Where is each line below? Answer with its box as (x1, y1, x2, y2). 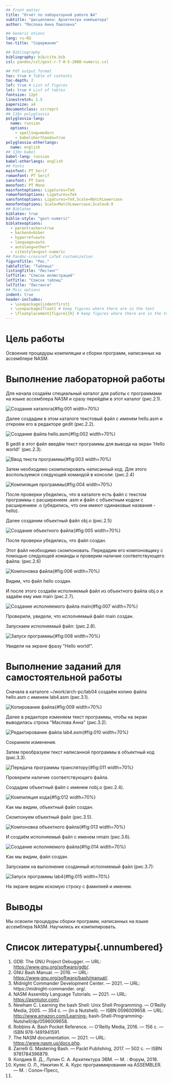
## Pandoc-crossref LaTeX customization (6, 254, 93, 259)
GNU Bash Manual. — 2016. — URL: (13, 969, 89, 975)
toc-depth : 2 (6, 78, 34, 83)
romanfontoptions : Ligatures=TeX (6, 192, 77, 197)
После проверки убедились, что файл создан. (6, 537, 107, 543)
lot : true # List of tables (6, 87, 66, 93)
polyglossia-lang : (6, 116, 45, 121)
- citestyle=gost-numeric (10, 249, 66, 254)
